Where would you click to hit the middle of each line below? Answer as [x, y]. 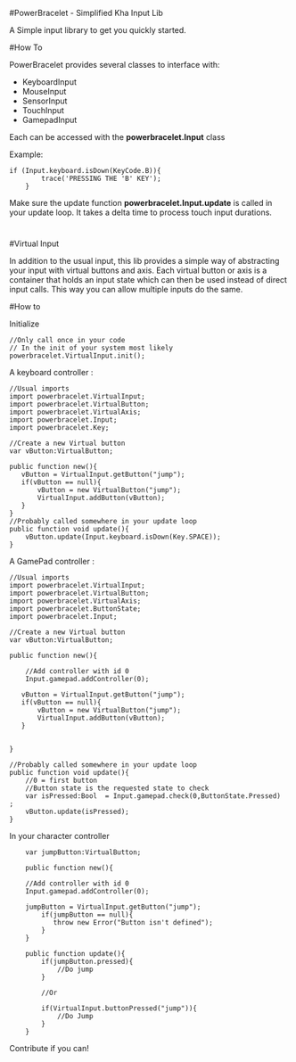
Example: [26, 154]
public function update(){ [75, 954]
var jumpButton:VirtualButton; [83, 852]
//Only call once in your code [67, 341]
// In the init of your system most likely [91, 348]
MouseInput [44, 91]
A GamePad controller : [52, 562]
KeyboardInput [49, 82]
